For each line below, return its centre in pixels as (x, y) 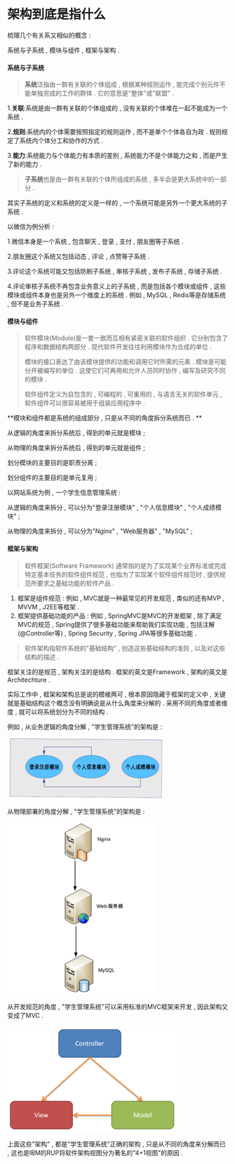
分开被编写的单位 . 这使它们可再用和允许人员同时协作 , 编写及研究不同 (125, 371)
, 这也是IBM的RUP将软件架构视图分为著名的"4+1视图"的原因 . (95, 1153)
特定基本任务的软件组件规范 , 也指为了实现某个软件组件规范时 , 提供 (122, 574)
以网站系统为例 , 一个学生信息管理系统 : (64, 493)
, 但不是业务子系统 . (35, 304)
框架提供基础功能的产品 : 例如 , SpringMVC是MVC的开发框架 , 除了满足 (120, 616)
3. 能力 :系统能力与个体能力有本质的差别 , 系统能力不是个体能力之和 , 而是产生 (117, 156)
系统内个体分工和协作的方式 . (61, 140)
